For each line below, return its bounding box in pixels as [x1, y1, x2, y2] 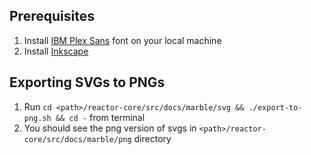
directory [133, 132, 172, 144]
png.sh [23, 113, 52, 123]
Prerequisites [9, 8, 95, 25]
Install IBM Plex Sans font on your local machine [23, 34, 222, 46]
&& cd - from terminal [55, 111, 146, 123]
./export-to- [248, 102, 303, 113]
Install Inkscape [23, 45, 89, 57]
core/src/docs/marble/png [23, 134, 132, 144]
